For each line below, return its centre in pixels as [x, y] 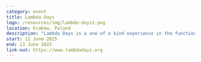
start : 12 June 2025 [32, 39]
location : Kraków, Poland [38, 28]
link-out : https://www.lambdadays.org [54, 50]
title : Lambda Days [31, 17]
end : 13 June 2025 [29, 45]
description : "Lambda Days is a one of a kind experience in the [89, 34]
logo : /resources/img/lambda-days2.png [56, 22]
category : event [26, 12]
